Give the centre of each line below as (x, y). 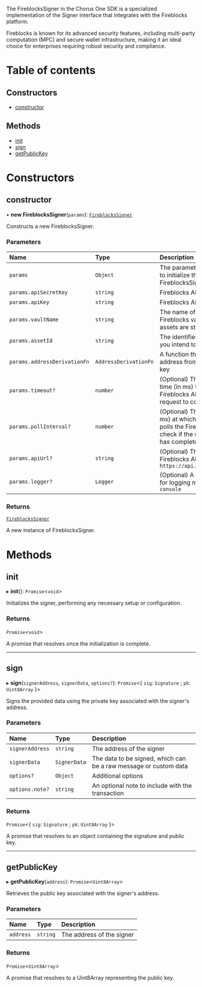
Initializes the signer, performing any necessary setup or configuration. (94, 603)
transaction (108, 793)
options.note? (29, 789)
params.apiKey (29, 302)
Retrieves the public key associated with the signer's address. (83, 893)
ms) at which (178, 419)
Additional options (118, 776)
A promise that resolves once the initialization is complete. (78, 643)
